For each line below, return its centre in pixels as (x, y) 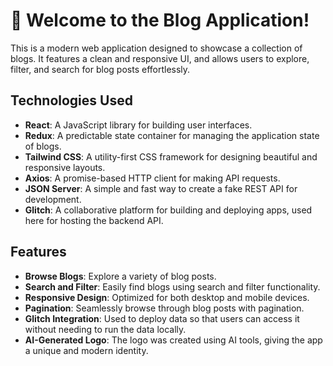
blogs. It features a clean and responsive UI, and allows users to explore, (160, 58)
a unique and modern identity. (86, 350)
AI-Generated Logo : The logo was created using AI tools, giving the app (173, 340)
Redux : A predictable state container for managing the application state (172, 135)
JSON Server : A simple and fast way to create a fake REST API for (161, 188)
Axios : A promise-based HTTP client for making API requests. (152, 178)
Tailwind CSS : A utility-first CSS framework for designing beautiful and (171, 156)
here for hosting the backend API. (94, 220)
